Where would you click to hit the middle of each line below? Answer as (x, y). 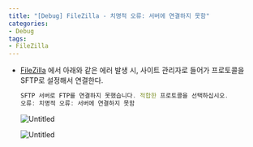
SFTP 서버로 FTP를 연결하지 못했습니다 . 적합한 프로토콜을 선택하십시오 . (124, 96)
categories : (28, 24)
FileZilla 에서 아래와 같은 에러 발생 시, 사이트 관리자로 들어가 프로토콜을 (132, 71)
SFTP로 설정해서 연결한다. (62, 80)
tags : (17, 39)
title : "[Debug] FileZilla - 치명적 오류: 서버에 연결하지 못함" (109, 16)
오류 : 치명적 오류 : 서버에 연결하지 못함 (77, 103)
